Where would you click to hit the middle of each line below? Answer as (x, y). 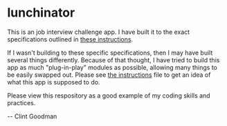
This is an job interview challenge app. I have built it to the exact (99, 32)
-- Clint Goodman (32, 116)
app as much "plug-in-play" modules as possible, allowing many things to (112, 67)
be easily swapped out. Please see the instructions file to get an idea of (109, 75)
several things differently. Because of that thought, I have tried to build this (113, 60)
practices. (21, 102)
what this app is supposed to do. (54, 82)
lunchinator (41, 13)
